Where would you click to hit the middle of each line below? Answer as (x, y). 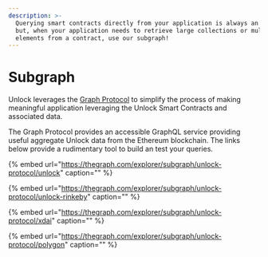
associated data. (35, 117)
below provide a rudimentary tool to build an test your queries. (111, 149)
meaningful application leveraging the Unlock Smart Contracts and (118, 108)
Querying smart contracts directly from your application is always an (137, 23)
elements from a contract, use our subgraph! (93, 38)
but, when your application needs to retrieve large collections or (132, 30)
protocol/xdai (30, 221)
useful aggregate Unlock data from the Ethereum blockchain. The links (124, 140)
